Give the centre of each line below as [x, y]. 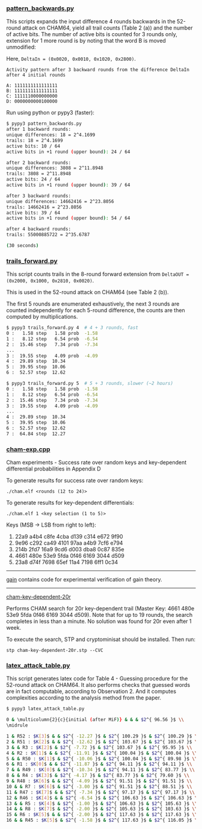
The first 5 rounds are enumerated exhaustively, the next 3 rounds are [93, 304]
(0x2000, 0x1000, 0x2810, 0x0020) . [50, 281]
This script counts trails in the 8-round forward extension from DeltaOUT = [98, 274]
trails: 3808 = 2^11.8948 [38, 174]
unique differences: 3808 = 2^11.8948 [55, 168]
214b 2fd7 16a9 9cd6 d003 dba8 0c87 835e [69, 549]
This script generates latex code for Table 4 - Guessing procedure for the [97, 678]
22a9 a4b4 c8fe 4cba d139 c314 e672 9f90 [69, 537]
